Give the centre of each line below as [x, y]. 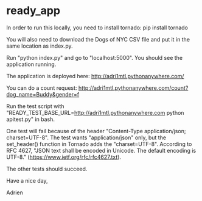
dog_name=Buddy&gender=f [43, 94]
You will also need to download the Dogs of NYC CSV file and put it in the [98, 39]
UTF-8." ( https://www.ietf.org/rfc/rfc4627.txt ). [64, 157]
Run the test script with [35, 106]
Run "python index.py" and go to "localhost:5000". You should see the [95, 57]
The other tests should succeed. [47, 169]
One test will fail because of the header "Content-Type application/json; [96, 131]
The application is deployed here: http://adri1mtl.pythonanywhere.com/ [95, 76]
